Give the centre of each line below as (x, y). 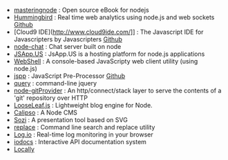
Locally (24, 149)
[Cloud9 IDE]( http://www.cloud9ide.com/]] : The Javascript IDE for (108, 32)
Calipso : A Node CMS (46, 112)
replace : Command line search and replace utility (84, 127)
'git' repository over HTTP (51, 98)
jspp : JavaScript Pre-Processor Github (69, 76)
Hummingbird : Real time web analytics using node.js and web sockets (114, 17)
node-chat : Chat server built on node (67, 47)
